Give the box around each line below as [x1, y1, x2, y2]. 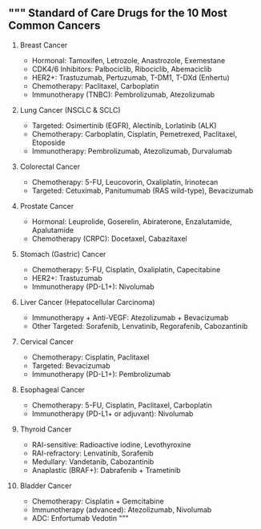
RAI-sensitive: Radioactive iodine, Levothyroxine [31, 439, 191, 449]
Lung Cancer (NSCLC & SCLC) [19, 105, 122, 114]
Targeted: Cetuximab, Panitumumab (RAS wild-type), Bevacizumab [31, 186, 254, 195]
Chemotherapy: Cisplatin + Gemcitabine [31, 496, 164, 506]
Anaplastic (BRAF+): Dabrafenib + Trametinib [31, 465, 182, 475]
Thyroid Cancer [19, 424, 72, 434]
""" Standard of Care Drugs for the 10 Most [8, 6, 228, 20]
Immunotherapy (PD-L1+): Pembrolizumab [31, 369, 171, 379]
